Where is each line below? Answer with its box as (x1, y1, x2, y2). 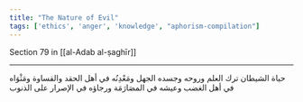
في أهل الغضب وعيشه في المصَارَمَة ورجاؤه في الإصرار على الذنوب (9, 82, 234, 93)
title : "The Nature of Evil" (9, 13, 119, 23)
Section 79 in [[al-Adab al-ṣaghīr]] (9, 46, 137, 57)
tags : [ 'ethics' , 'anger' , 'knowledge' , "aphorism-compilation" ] (9, 22, 261, 31)
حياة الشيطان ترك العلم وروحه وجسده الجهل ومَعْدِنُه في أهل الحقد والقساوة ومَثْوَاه (9, 72, 286, 83)
